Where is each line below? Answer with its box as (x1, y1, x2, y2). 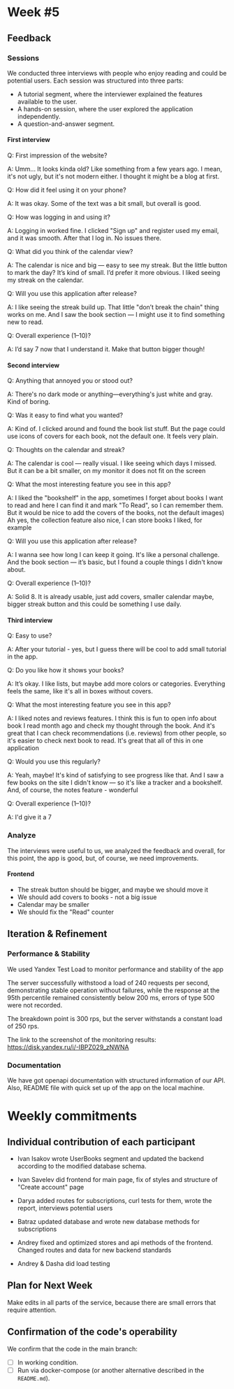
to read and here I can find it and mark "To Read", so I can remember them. (7, 501, 224, 509)
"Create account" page (17, 1183, 85, 1191)
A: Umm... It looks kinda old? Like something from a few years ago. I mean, (7, 165, 222, 174)
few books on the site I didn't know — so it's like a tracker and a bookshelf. (7, 778, 223, 787)
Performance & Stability (7, 949, 90, 959)
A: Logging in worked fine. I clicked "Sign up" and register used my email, (7, 227, 219, 235)
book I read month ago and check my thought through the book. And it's (7, 721, 215, 730)
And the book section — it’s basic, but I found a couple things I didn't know (7, 558, 223, 567)
